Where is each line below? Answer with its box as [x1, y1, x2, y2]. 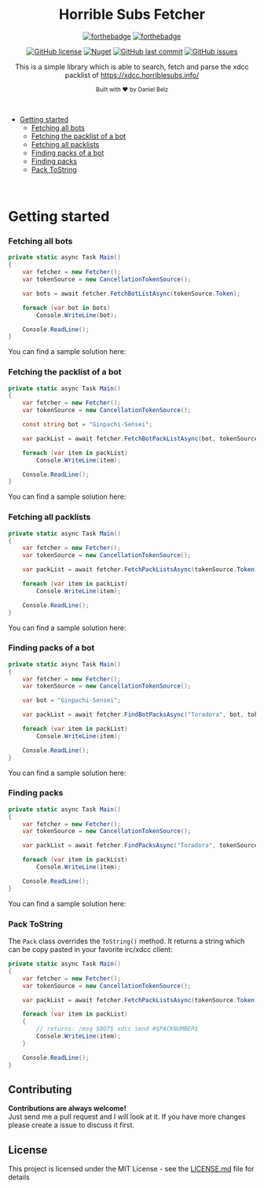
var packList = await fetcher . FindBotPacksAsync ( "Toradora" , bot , [22, 710, 244, 719]
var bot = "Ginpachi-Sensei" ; [22, 696, 122, 705]
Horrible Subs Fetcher [58, 6, 206, 24]
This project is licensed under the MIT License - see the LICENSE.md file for [8, 1164, 255, 1174]
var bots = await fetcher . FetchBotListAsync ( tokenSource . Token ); [22, 290, 241, 297]
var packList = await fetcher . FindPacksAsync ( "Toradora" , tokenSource [22, 842, 258, 850]
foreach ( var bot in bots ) [22, 304, 111, 312]
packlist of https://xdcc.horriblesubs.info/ [64, 70, 200, 79]
